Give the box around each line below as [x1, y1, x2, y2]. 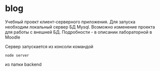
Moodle [5, 34, 20, 40]
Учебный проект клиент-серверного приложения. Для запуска [5, 19, 136, 25]
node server [5, 53, 29, 58]
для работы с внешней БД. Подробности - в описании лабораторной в [5, 29, 152, 35]
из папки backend [5, 61, 42, 67]
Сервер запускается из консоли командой [5, 43, 94, 49]
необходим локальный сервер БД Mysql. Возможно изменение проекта [5, 24, 155, 29]
